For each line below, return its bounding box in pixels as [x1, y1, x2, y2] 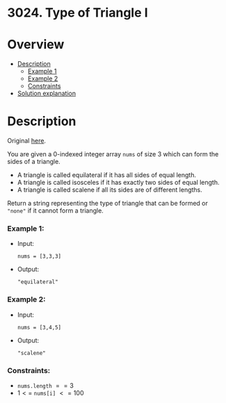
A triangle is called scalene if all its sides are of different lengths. [17, 186, 203, 194]
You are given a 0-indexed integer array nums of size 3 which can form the [7, 150, 219, 158]
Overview [7, 37, 65, 53]
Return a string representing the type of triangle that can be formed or [7, 199, 209, 208]
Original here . [7, 137, 47, 145]
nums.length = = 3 [17, 381, 74, 390]
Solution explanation [17, 89, 76, 98]
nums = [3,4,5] [17, 324, 62, 331]
